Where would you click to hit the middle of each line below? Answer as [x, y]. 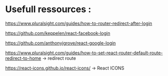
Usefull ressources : [48, 9]
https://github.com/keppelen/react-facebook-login [58, 33]
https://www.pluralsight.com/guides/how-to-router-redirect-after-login [79, 23]
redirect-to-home [23, 58]
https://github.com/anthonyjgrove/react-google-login [61, 43]
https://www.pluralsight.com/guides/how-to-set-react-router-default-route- [84, 53]
